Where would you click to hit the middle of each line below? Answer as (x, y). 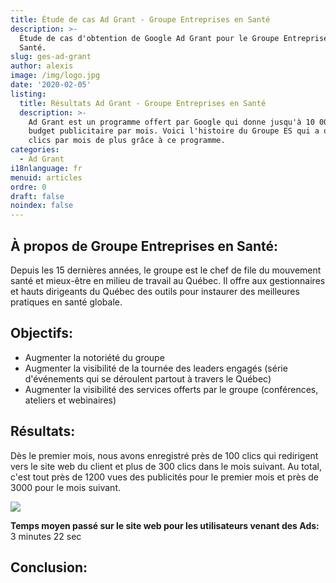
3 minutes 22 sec (46, 536)
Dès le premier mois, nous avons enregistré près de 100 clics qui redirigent (164, 455)
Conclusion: (49, 567)
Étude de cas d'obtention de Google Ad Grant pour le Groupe (149, 38)
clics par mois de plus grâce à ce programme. (127, 141)
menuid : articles (46, 177)
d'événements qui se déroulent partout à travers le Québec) (148, 378)
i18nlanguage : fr (46, 168)
